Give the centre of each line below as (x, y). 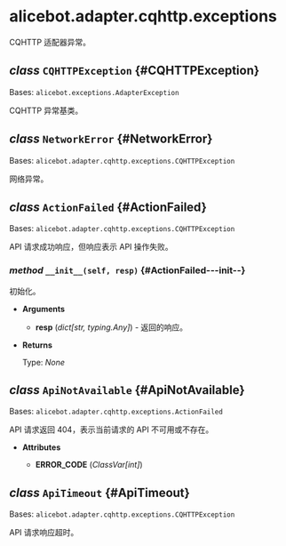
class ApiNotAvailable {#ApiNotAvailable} (127, 390)
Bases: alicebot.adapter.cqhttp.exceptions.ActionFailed (116, 412)
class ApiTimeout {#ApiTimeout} (100, 492)
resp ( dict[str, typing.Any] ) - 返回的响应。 (111, 327)
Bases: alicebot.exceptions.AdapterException (94, 92)
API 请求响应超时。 (44, 533)
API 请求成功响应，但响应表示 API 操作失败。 (91, 247)
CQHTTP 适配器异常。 (50, 42)
